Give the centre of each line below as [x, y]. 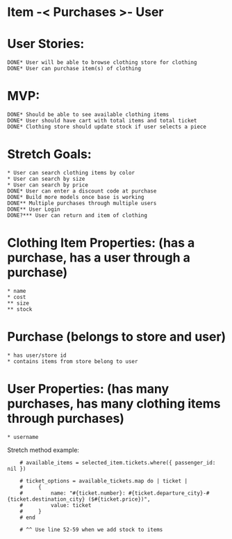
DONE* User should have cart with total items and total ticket [102, 121]
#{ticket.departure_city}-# [169, 493]
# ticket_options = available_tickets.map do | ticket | [104, 481]
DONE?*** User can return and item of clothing [77, 216]
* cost [17, 297]
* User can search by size [46, 179]
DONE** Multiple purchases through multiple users [82, 203]
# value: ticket [56, 505]
